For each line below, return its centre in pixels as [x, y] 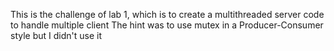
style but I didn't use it [56, 35]
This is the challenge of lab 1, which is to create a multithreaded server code [167, 14]
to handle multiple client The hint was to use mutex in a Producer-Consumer [167, 25]
